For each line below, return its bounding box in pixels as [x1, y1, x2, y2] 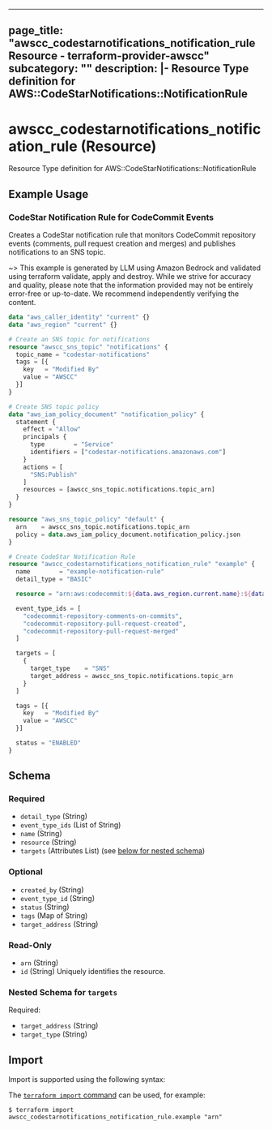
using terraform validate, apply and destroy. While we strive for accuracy [8, 272, 252, 281]
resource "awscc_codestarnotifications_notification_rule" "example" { [8, 560, 255, 569]
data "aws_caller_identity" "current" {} [8, 313, 151, 321]
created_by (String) [19, 885, 84, 895]
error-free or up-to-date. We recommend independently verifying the [8, 289, 240, 298]
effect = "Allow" [23, 425, 82, 434]
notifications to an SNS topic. [8, 247, 106, 257]
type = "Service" [29, 440, 114, 449]
